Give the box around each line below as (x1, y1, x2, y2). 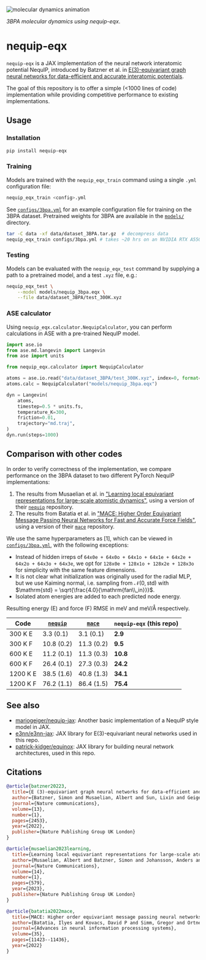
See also (6, 700, 40, 711)
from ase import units (6, 353, 64, 359)
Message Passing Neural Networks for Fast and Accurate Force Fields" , (15, 516, 196, 523)
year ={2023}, (12, 886, 45, 892)
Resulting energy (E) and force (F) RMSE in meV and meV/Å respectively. (6, 604, 190, 612)
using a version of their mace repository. (15, 523, 115, 530)
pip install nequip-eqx (6, 147, 67, 154)
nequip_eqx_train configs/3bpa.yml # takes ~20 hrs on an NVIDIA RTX (6, 236, 188, 243)
